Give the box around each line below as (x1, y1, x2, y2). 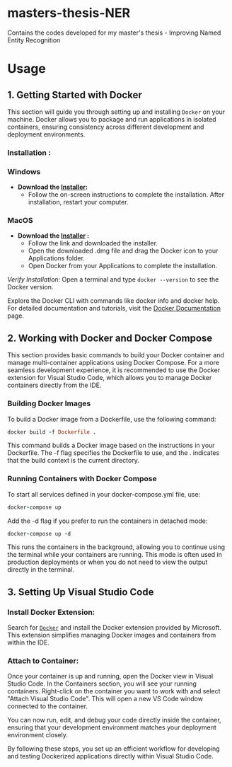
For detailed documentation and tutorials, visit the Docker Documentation (7, 304, 221, 313)
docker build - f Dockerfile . (7, 428, 97, 436)
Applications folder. (28, 254, 85, 263)
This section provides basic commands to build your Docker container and (7, 351, 224, 359)
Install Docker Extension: (7, 607, 95, 617)
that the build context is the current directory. (7, 456, 139, 465)
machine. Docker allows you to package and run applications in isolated (7, 115, 217, 123)
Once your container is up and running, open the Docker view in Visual (7, 672, 214, 681)
